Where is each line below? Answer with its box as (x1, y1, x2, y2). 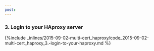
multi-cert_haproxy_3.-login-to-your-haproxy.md (4, 40, 104, 46)
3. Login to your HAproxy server (4, 23, 83, 30)
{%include (4, 35, 26, 41)
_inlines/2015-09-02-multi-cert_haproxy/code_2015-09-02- (26, 35, 149, 41)
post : (4, 7, 16, 12)
